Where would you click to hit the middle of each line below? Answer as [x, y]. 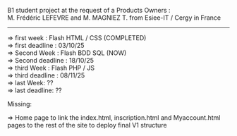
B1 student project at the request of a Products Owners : [89, 10]
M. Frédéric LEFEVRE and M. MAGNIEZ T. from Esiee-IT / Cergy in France [114, 18]
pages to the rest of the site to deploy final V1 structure [87, 125]
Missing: [20, 104]
